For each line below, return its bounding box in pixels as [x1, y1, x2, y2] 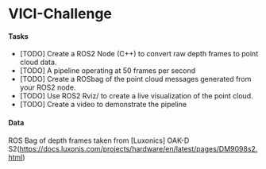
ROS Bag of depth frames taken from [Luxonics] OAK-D [8, 136, 190, 145]
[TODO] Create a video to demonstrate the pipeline [19, 100, 187, 109]
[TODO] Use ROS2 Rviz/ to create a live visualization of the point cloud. [19, 91, 253, 101]
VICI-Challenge [8, 5, 113, 23]
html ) [8, 152, 25, 162]
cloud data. [19, 57, 57, 67]
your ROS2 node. [19, 83, 76, 92]
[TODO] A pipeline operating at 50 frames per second [19, 66, 196, 75]
